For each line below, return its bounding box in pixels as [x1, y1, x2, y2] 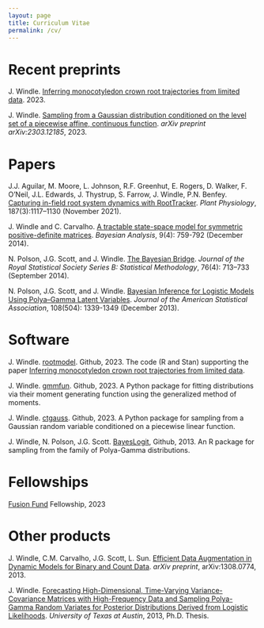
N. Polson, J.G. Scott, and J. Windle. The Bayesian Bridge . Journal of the [8, 255, 245, 264]
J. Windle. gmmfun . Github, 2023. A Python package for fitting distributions [8, 381, 255, 391]
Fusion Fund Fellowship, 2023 [8, 500, 106, 509]
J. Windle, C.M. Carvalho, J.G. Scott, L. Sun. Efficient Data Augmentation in [8, 553, 252, 563]
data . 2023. [8, 95, 46, 105]
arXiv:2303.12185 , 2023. [8, 128, 87, 137]
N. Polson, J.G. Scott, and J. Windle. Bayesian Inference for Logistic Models [8, 286, 255, 296]
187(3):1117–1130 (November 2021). [8, 207, 122, 216]
